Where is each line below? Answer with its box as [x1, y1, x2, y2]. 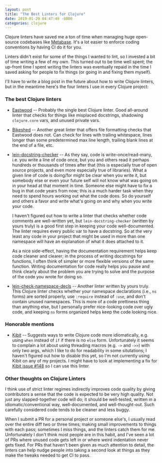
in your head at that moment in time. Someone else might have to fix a [12, 183, 152, 189]
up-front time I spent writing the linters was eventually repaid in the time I [5, 64, 152, 70]
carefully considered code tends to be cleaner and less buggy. [5, 407, 130, 413]
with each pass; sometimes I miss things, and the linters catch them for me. [5, 427, 156, 432]
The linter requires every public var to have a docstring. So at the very [12, 228, 152, 234]
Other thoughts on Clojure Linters [5, 375, 86, 382]
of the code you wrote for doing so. [12, 274, 83, 279]
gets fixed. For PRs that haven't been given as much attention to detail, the [5, 442, 154, 448]
